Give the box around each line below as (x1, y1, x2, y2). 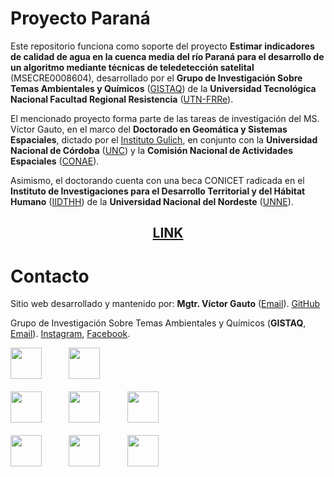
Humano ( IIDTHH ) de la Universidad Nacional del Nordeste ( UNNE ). (10, 195, 294, 207)
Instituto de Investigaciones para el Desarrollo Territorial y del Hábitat (10, 185, 306, 197)
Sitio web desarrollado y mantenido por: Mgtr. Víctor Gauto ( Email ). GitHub (10, 298, 321, 310)
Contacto (10, 265, 90, 287)
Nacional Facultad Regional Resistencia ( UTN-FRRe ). (10, 93, 234, 105)
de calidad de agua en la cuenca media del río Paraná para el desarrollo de (10, 50, 325, 62)
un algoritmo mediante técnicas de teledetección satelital (10, 61, 255, 73)
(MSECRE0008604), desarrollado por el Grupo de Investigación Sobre (10, 72, 303, 84)
